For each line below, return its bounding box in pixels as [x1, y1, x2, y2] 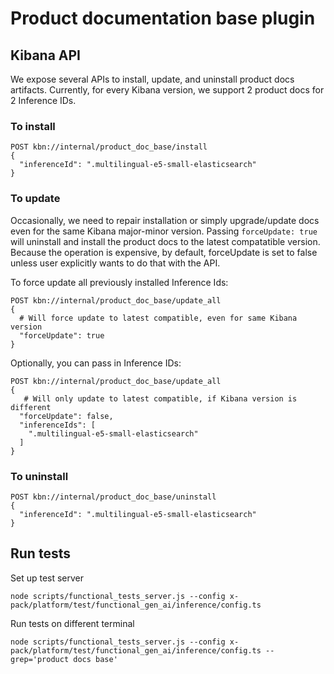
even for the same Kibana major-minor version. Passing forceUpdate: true [10, 225, 318, 237]
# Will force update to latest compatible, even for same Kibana [19, 313, 298, 323]
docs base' [73, 654, 118, 664]
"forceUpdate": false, [19, 411, 114, 421]
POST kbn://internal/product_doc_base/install [10, 142, 208, 152]
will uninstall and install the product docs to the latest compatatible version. [10, 235, 321, 247]
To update [10, 192, 61, 206]
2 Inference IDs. [10, 95, 77, 106]
